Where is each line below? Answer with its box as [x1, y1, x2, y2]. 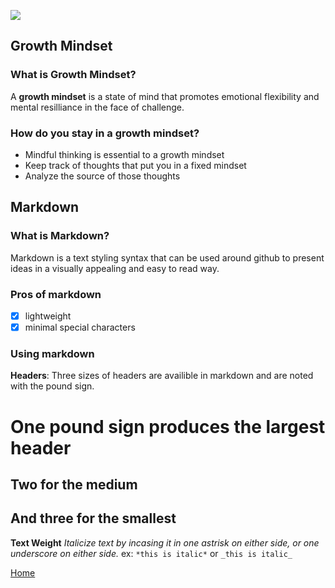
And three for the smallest [10, 510, 177, 527]
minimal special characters [24, 321, 136, 334]
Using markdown [10, 347, 95, 361]
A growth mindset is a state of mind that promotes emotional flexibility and [10, 90, 320, 102]
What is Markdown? [10, 229, 110, 243]
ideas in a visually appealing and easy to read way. [10, 262, 220, 274]
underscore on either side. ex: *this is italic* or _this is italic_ [10, 547, 293, 559]
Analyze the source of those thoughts [24, 170, 181, 182]
